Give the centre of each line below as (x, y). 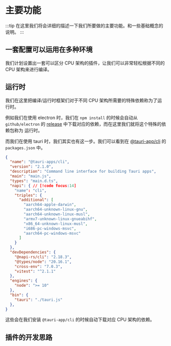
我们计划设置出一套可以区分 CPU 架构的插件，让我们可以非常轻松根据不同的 (85, 63)
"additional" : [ (36, 200)
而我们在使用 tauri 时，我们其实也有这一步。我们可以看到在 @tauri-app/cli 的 (86, 141)
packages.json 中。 (26, 147)
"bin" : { (19, 295)
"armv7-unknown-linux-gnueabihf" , (60, 219)
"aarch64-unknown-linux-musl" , (57, 214)
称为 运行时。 (28, 130)
